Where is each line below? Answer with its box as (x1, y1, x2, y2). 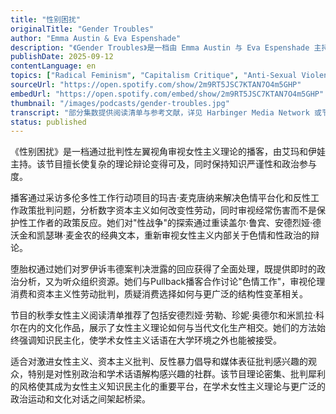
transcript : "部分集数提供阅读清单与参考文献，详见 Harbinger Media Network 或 (10, 107, 322, 118)
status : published (10, 117, 87, 127)
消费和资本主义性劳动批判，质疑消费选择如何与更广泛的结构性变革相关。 (10, 288, 308, 300)
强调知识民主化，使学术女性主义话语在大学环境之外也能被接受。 (18, 334, 282, 346)
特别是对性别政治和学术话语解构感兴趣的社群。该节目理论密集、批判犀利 (27, 368, 326, 380)
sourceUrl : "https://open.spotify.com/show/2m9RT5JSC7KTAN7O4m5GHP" (10, 80, 302, 90)
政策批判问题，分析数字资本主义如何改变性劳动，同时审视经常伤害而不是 (18, 204, 317, 216)
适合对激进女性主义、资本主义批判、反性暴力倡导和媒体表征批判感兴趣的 (10, 356, 308, 368)
